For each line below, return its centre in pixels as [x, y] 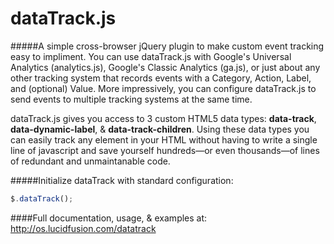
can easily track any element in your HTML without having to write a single [164, 139]
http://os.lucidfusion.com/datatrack [83, 228]
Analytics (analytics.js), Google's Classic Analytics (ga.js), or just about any [165, 67]
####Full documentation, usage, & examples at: [109, 218]
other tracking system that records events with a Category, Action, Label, [161, 78]
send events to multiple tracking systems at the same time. [131, 99]
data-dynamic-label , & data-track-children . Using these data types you [160, 129]
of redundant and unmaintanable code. [90, 161]
